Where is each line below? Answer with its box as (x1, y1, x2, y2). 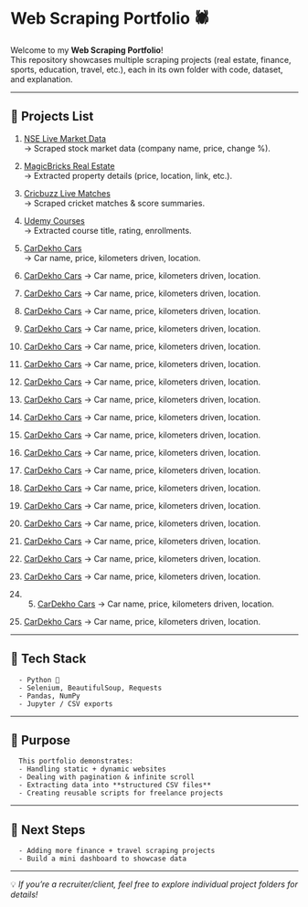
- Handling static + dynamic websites (18, 765, 167, 774)
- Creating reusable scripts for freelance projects (18, 788, 224, 798)
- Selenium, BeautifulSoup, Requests (18, 683, 163, 692)
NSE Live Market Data (23, 132, 107, 143)
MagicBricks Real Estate (23, 160, 115, 171)
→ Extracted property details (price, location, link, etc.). (23, 170, 232, 181)
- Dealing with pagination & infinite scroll (18, 773, 196, 782)
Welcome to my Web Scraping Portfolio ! (10, 44, 164, 56)
